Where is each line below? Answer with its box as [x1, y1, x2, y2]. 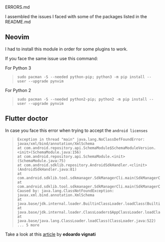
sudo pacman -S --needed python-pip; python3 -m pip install [17, 74, 145, 79]
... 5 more [17, 222, 40, 227]
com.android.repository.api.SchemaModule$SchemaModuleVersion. [24, 145, 156, 150]
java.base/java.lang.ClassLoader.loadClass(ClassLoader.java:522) [17, 218, 156, 223]
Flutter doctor [5, 115, 48, 123]
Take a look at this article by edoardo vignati [5, 231, 96, 237]
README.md [5, 19, 31, 24]
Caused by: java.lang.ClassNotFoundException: [17, 188, 114, 193]
